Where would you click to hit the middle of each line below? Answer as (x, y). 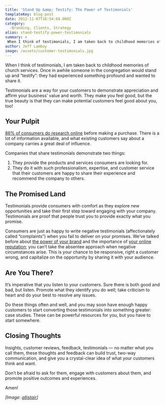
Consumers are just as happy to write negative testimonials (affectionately (80, 231)
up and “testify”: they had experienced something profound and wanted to (80, 75)
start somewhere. (23, 320)
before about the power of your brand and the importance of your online (78, 241)
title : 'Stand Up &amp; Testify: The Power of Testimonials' (69, 10)
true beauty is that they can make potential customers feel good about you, (81, 101)
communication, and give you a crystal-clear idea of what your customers (80, 358)
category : (15, 23)
